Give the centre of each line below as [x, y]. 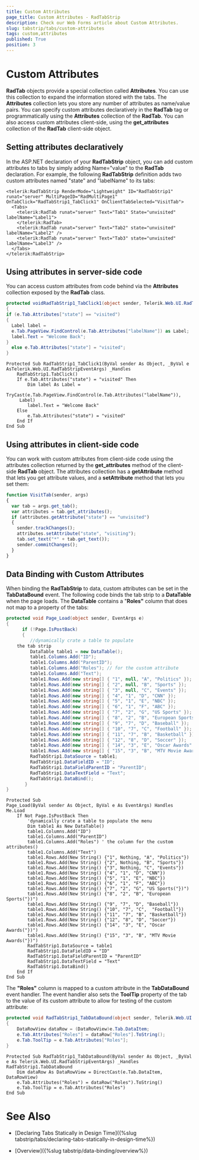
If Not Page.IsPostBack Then [53, 816]
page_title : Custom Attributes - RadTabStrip [63, 17]
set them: [18, 484]
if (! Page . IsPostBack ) [50, 630]
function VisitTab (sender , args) [47, 495]
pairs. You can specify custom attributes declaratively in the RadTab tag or [97, 109]
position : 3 [21, 45]
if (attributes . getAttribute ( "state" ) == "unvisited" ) [81, 517]
